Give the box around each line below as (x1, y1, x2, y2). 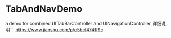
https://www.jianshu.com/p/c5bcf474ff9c (15, 26, 103, 33)
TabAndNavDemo (5, 3, 83, 15)
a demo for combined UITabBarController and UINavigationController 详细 (5, 20, 162, 26)
